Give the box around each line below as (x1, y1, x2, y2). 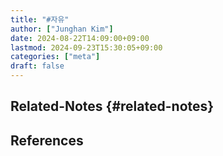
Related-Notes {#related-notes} (10, 98, 215, 115)
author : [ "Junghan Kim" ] (10, 24, 114, 34)
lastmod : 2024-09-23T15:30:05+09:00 (10, 42, 163, 53)
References (10, 132, 84, 149)
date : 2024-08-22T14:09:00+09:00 (10, 33, 150, 43)
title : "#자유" (10, 14, 70, 25)
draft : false (10, 61, 65, 71)
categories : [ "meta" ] (10, 52, 101, 62)
